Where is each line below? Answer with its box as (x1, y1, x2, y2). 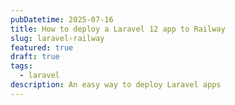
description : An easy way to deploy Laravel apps (10, 80, 222, 90)
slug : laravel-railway (10, 33, 105, 43)
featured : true (10, 42, 74, 53)
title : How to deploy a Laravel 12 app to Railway (10, 24, 226, 34)
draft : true (10, 52, 60, 62)
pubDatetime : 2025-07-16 (10, 14, 114, 25)
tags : (10, 61, 33, 71)
